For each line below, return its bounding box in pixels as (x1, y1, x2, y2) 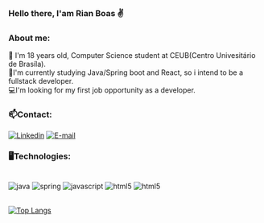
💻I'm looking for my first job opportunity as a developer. (8, 85, 196, 95)
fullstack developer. (8, 76, 74, 86)
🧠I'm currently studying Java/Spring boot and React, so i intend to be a (8, 68, 244, 77)
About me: (8, 32, 51, 43)
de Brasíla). (8, 60, 47, 69)
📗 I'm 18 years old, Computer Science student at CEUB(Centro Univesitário (8, 51, 256, 60)
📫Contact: (8, 109, 52, 120)
